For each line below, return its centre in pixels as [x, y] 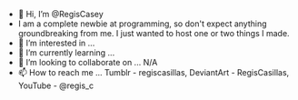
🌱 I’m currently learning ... [66, 53]
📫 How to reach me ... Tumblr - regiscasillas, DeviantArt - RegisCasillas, [154, 72]
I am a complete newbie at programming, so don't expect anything [142, 24]
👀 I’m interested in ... [56, 43]
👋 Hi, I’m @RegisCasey [61, 14]
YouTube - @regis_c [55, 85]
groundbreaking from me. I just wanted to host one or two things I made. [154, 33]
